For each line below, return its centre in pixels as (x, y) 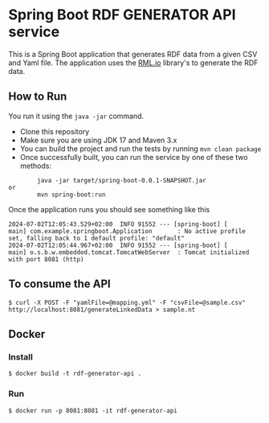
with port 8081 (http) (46, 259)
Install (21, 357)
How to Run (38, 97)
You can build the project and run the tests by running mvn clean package (141, 148)
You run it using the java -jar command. (76, 116)
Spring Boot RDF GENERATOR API (122, 15)
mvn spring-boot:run (71, 195)
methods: (36, 166)
